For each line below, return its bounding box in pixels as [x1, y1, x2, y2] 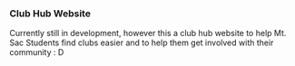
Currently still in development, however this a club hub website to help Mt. [9, 28, 287, 39]
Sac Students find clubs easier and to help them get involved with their [9, 37, 274, 48]
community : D [9, 47, 64, 58]
